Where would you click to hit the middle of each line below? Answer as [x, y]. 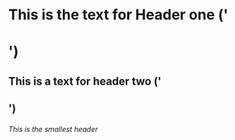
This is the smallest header [53, 129]
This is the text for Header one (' [118, 15]
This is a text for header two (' [85, 81]
